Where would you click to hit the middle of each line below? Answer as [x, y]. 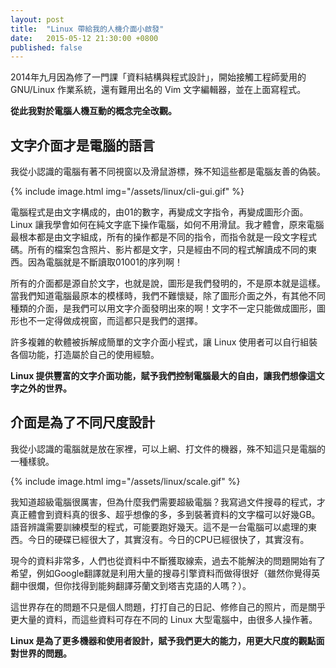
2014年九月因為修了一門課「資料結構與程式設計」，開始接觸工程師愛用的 [158, 77]
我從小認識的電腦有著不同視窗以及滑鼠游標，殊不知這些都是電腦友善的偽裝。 [168, 172]
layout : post [37, 19]
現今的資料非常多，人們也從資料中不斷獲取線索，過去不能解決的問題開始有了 [168, 560]
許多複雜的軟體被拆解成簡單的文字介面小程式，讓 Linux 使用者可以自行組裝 [164, 342]
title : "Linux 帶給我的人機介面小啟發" [87, 29]
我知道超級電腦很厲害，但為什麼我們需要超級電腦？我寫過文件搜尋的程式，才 [168, 502]
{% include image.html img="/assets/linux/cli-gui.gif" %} [127, 192]
